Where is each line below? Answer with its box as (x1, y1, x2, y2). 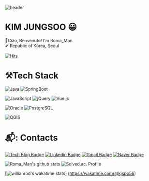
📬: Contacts (5, 132, 58, 143)
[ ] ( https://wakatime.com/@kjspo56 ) (5, 170, 136, 176)
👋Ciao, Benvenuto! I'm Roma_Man (5, 37, 73, 43)
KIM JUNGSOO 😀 (5, 22, 77, 33)
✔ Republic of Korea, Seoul (5, 43, 59, 49)
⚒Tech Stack (5, 70, 59, 81)
